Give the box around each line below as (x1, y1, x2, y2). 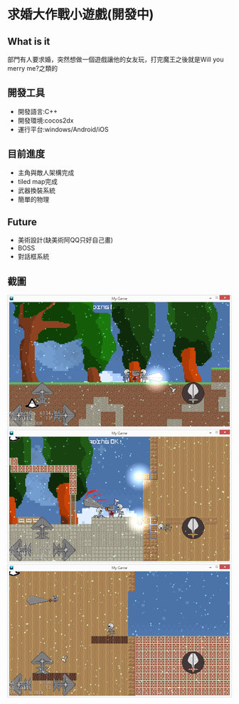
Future (7, 216, 38, 228)
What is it (7, 35, 51, 47)
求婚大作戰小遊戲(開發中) (7, 6, 154, 23)
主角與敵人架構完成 (17, 168, 75, 177)
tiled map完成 (17, 177, 58, 185)
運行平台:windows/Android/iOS (17, 125, 109, 133)
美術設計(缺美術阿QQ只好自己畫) (17, 236, 114, 245)
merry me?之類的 (7, 64, 58, 72)
